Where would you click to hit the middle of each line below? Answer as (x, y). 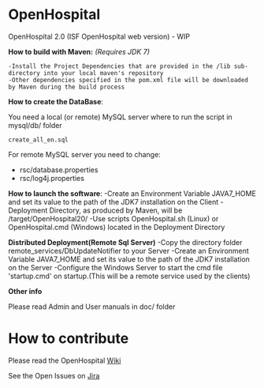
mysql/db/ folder (35, 125)
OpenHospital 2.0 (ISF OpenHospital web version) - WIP (99, 36)
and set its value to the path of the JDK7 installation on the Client (113, 202)
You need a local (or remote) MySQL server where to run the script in (120, 117)
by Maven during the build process (67, 87)
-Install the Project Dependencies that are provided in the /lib (119, 66)
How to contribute (69, 339)
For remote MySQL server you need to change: (85, 154)
